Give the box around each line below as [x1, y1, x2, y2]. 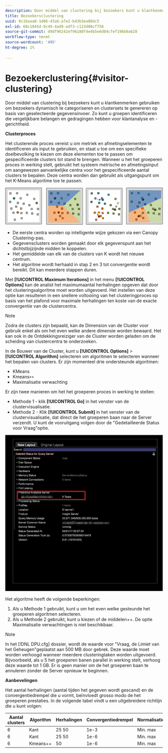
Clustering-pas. [12, 235, 45, 241]
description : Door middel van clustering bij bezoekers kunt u [5, 8, 140, 13]
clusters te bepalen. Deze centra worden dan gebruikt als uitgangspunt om [5, 172, 159, 178]
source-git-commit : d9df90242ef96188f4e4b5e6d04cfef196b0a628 [5, 29, 137, 35]
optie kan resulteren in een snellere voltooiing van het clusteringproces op [5, 292, 158, 298]
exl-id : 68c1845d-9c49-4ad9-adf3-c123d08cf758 [5, 24, 104, 29]
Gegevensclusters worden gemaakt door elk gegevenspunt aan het [12, 240, 151, 246]
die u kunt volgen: [5, 703, 42, 709]
